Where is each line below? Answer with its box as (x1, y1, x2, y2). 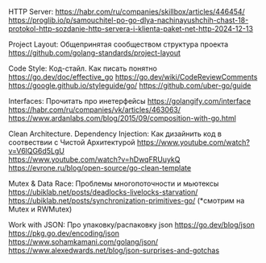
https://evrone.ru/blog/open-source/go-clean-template (8, 163, 192, 172)
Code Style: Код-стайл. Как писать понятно (8, 64, 157, 73)
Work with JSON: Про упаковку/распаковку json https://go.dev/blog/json (8, 220, 256, 229)
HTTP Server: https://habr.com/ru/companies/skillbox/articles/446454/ (8, 7, 246, 16)
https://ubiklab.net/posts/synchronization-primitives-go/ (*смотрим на (8, 196, 245, 205)
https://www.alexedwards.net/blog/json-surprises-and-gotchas (8, 245, 220, 255)
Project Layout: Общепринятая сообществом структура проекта (8, 39, 229, 49)
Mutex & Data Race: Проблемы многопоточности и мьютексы (8, 179, 219, 188)
